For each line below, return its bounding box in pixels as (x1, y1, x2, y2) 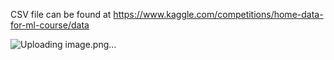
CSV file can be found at (10, 9, 112, 20)
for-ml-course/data (10, 19, 90, 31)
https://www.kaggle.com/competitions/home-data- (113, 9, 324, 20)
